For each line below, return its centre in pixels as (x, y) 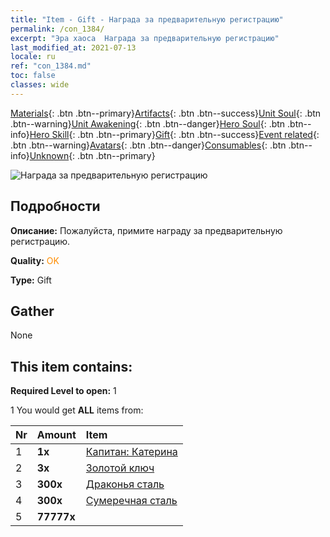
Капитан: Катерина (131, 452)
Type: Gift (31, 280)
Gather (32, 311)
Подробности (55, 206)
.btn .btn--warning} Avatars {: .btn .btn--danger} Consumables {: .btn (148, 145)
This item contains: (71, 366)
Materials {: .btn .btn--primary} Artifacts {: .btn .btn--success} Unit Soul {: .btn (166, 113)
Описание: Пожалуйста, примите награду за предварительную (146, 230)
